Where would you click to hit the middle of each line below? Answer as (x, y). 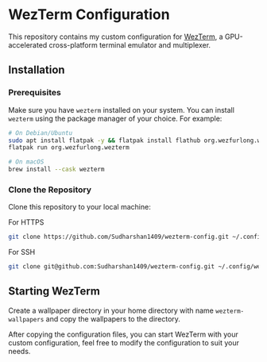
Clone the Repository (50, 190)
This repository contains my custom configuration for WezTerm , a (116, 37)
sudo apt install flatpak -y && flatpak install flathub (104, 141)
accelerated (28, 44)
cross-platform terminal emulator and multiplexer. (130, 44)
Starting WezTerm (54, 291)
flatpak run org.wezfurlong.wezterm (69, 148)
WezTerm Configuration (89, 15)
